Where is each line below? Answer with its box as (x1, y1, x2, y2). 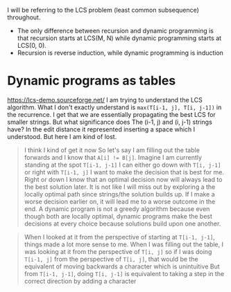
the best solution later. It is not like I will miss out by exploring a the (24, 183, 216, 191)
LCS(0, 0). (17, 42, 47, 49)
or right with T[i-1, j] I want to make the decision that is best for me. (24, 167, 224, 176)
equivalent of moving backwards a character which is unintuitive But (24, 262, 220, 271)
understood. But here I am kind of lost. (7, 132, 117, 140)
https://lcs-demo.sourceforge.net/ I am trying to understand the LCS (7, 95, 203, 104)
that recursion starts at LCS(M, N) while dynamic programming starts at (17, 34, 222, 42)
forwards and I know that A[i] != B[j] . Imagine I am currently (24, 153, 203, 161)
